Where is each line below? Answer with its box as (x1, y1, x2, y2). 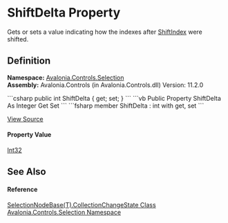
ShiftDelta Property (7, 5, 121, 21)
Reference (7, 185, 38, 193)
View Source (7, 115, 44, 123)
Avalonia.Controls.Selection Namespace (7, 208, 122, 216)
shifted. (7, 35, 29, 43)
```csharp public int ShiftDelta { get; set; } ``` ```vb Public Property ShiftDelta (7, 94, 221, 102)
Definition (7, 55, 50, 67)
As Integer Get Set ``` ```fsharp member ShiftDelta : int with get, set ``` (7, 101, 205, 110)
